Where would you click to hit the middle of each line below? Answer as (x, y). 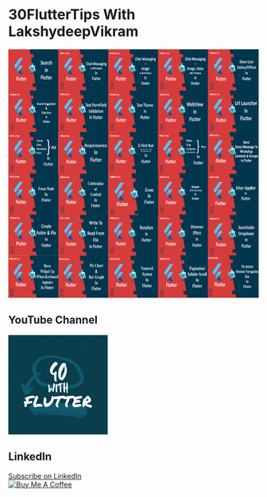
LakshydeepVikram (74, 31)
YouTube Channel (53, 320)
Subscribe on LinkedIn (45, 476)
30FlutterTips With (72, 15)
